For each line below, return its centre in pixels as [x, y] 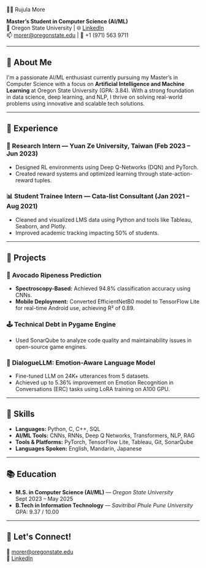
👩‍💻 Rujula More [26, 10]
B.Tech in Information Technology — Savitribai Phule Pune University [104, 505]
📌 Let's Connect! [39, 537]
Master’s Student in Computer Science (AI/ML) [67, 21]
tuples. [43, 180]
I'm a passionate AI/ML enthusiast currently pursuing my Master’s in [92, 77]
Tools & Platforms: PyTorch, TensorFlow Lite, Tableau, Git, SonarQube [104, 442]
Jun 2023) [22, 154]
